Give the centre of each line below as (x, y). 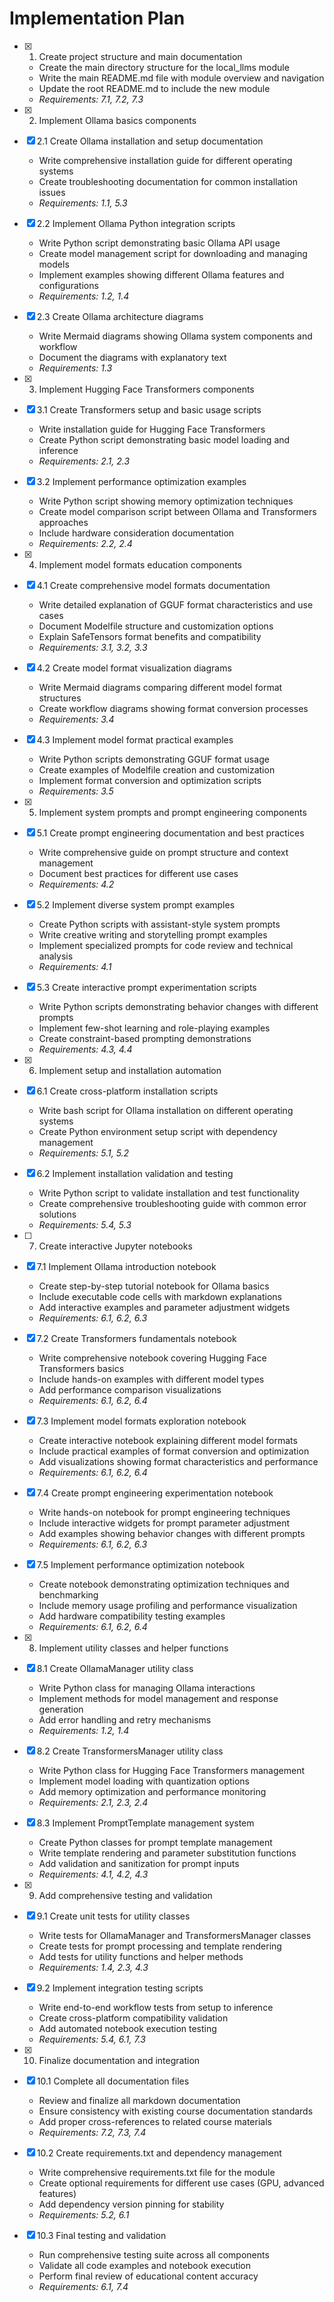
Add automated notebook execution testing (127, 2028)
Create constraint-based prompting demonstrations (145, 1038)
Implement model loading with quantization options (144, 1781)
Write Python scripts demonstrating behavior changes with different (178, 1006)
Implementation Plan (97, 18)
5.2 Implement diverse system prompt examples (136, 904)
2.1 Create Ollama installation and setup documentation (150, 141)
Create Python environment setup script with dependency (158, 1131)
